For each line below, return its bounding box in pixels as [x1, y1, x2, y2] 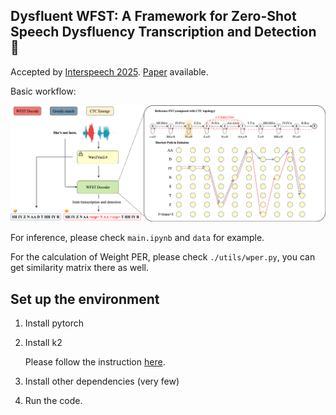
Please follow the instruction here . [24, 356, 166, 368]
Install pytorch [24, 317, 84, 329]
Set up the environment [10, 290, 160, 308]
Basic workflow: [10, 85, 77, 97]
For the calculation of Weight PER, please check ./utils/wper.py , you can [10, 251, 316, 263]
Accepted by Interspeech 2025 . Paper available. [10, 65, 209, 78]
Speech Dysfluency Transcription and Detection [10, 24, 317, 41]
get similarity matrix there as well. [10, 262, 150, 274]
